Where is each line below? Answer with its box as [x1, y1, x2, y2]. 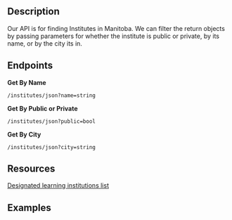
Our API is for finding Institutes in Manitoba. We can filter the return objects [7, 24, 225, 32]
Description [7, 6, 60, 18]
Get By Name [7, 78, 47, 86]
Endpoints [7, 60, 53, 72]
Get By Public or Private [7, 104, 78, 112]
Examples [7, 202, 51, 214]
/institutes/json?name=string [7, 91, 96, 99]
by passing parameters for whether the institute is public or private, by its [7, 32, 220, 40]
